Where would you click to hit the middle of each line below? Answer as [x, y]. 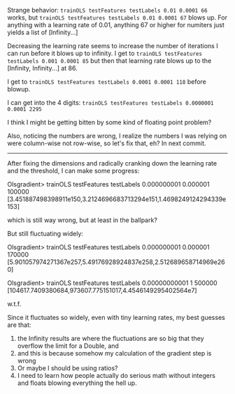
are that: [19, 325]
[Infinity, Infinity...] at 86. [43, 68]
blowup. [19, 89]
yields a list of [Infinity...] [43, 32]
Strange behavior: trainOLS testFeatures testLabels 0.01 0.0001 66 [107, 10]
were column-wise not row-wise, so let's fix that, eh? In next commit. [107, 143]
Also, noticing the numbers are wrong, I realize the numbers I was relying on [117, 136]
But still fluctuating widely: [45, 234]
